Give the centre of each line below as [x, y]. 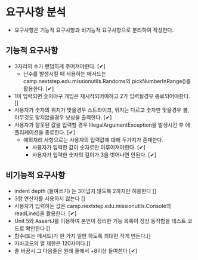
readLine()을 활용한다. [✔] [45, 213]
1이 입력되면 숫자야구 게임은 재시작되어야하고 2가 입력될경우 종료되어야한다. [102, 96]
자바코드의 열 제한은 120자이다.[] [52, 243]
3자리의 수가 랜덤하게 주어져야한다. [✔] [60, 66]
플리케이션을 [29, 132]
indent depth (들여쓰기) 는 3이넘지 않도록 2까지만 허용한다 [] [85, 191]
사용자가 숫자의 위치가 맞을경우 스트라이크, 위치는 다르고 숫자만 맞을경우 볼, [102, 110]
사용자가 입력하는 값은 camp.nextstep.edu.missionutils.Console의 [92, 206]
